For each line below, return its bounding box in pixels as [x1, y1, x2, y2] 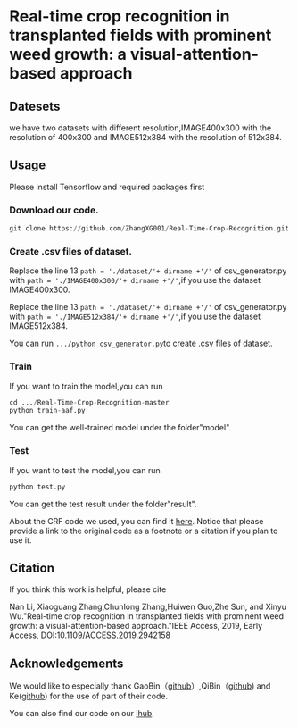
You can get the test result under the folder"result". [9, 498, 197, 509]
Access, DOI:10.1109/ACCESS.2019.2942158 [9, 630, 171, 640]
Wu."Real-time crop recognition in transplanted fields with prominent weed [9, 611, 284, 622]
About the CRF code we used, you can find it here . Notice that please [9, 515, 264, 526]
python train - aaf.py [9, 406, 87, 415]
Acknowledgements [9, 656, 124, 671]
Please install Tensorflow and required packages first [9, 181, 205, 192]
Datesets [9, 98, 61, 113]
